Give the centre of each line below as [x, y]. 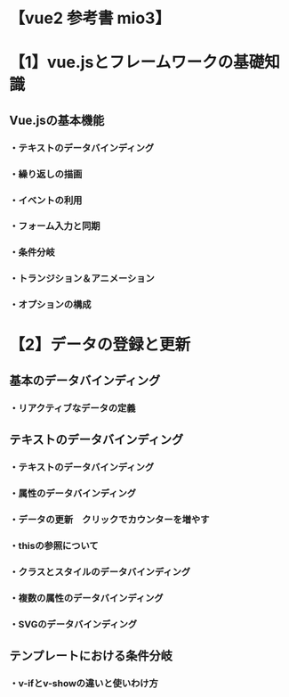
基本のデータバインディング [85, 380]
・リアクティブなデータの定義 [72, 408]
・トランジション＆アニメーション [82, 279]
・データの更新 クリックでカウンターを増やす [109, 520]
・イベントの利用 [46, 200]
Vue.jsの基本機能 [57, 120]
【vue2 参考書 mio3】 [90, 18]
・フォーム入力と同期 [55, 226]
